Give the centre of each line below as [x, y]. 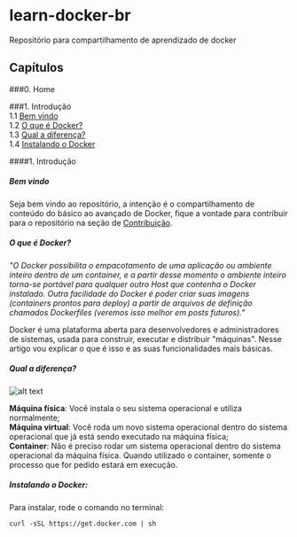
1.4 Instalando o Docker [52, 144]
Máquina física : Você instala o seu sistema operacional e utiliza [125, 408]
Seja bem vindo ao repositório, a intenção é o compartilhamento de [132, 204]
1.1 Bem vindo [34, 115]
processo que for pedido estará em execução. [94, 464]
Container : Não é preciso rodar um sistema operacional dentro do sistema [145, 446]
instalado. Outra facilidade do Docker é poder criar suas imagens [129, 293]
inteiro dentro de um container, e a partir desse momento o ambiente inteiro [148, 275]
